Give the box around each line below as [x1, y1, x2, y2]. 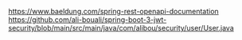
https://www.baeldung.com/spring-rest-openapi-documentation [8, 7, 219, 16]
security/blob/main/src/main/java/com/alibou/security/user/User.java [8, 24, 235, 32]
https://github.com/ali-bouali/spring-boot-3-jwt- [8, 15, 167, 24]
